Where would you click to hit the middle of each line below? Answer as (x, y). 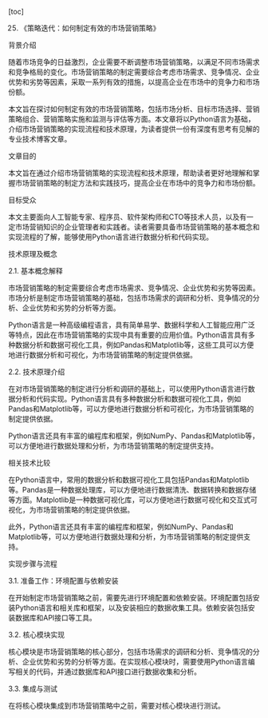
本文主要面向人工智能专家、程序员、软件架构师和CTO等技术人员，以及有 (128, 217)
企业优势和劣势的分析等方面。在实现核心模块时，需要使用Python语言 (135, 662)
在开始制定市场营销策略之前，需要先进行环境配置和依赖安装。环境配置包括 (130, 598)
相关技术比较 (29, 463)
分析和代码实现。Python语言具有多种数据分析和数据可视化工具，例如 (128, 399)
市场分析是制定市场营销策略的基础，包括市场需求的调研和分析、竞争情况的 (130, 298)
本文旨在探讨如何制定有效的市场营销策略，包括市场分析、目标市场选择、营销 (134, 109)
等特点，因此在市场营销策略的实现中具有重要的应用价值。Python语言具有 (128, 335)
